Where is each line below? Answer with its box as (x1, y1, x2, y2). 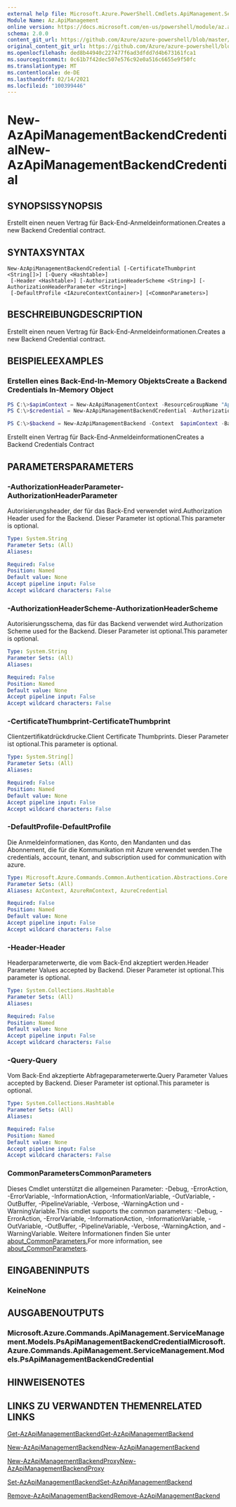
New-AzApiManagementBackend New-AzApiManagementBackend (7, 1443, 200, 1451)
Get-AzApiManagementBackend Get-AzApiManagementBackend (7, 1430, 194, 1438)
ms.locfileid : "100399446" (7, 82, 86, 89)
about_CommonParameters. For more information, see (7, 1237, 163, 1245)
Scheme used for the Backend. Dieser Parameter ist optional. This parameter (7, 627, 228, 636)
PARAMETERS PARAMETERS (7, 461, 134, 473)
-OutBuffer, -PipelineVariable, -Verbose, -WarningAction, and (44, 1222, 221, 1230)
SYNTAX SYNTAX (7, 247, 86, 259)
